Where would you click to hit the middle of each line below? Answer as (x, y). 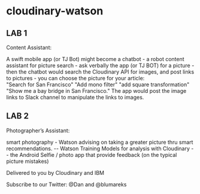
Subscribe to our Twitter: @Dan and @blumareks (66, 184)
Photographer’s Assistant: (38, 131)
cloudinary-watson (55, 11)
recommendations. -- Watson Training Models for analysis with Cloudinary (98, 148)
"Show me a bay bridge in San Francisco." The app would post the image (96, 91)
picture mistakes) (28, 161)
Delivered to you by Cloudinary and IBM (55, 172)
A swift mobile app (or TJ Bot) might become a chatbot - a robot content (95, 59)
